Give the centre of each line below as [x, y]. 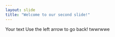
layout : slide [20, 10]
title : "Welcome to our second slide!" [48, 15]
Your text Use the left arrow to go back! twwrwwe [57, 29]
